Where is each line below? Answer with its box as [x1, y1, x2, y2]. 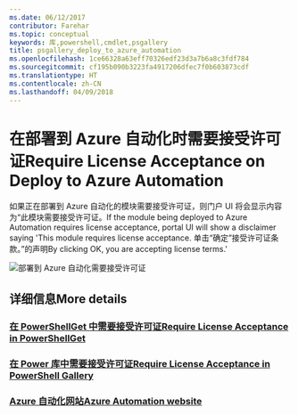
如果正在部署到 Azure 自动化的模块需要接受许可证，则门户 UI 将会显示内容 [9, 201, 283, 212]
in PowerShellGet [9, 331, 87, 344]
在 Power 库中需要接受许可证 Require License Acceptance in [9, 357, 270, 370]
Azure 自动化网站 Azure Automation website [9, 395, 203, 407]
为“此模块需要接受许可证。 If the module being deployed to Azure [9, 212, 248, 223]
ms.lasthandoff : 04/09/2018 [9, 87, 114, 96]
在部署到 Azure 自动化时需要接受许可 [9, 128, 282, 149]
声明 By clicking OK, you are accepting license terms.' [32, 244, 228, 255]
